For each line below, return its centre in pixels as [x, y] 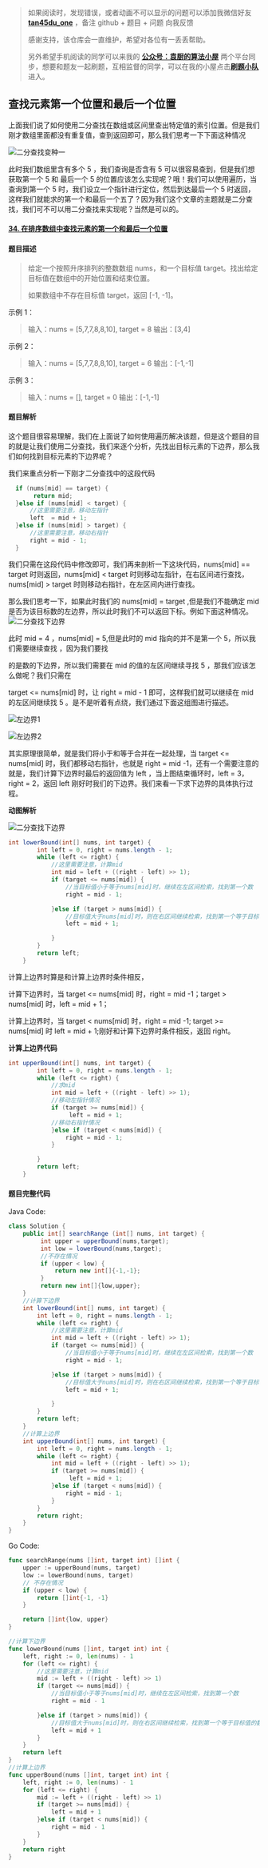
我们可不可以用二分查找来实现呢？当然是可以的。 [102, 209]
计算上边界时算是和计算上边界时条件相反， [78, 976]
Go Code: [24, 1546]
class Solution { [37, 1227]
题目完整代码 [29, 1193]
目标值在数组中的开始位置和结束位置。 [91, 278]
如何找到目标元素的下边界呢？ [64, 456]
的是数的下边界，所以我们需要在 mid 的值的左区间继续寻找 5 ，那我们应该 [129, 665]
